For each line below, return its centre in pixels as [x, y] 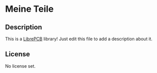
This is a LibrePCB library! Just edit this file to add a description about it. [79, 39]
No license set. [20, 66]
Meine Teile [29, 9]
